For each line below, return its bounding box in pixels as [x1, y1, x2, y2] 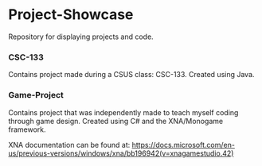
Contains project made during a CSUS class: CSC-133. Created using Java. [8, 70, 255, 79]
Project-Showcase [8, 6, 134, 24]
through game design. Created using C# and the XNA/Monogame [8, 116, 224, 125]
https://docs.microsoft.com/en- [131, 140, 235, 149]
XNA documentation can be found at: [8, 140, 131, 149]
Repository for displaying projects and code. [8, 32, 154, 41]
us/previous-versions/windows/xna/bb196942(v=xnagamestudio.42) [8, 149, 234, 158]
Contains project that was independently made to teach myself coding [8, 107, 239, 117]
